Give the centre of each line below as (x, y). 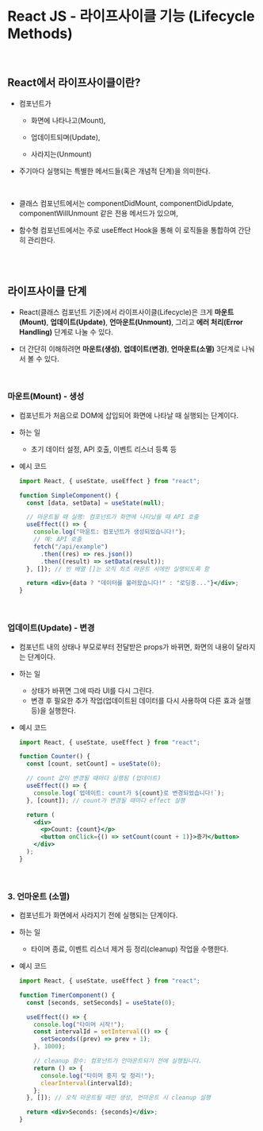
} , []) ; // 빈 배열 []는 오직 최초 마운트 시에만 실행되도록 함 (118, 569)
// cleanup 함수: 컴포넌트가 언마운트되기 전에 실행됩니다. (118, 1061)
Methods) (40, 34)
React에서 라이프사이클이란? (74, 83)
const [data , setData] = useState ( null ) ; (96, 503)
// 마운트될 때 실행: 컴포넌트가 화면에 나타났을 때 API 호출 (113, 517)
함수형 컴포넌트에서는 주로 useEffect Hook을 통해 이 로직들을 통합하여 (128, 230)
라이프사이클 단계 (47, 291)
